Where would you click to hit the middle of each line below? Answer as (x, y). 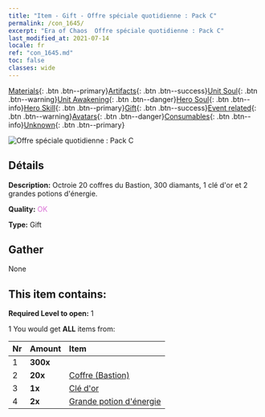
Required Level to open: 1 (51, 314)
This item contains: (57, 294)
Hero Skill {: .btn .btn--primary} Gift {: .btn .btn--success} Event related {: (140, 107)
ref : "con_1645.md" (41, 53)
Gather (26, 249)
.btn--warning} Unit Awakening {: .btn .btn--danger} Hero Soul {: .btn (119, 99)
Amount (45, 349)
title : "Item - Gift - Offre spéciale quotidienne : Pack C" (113, 16)
